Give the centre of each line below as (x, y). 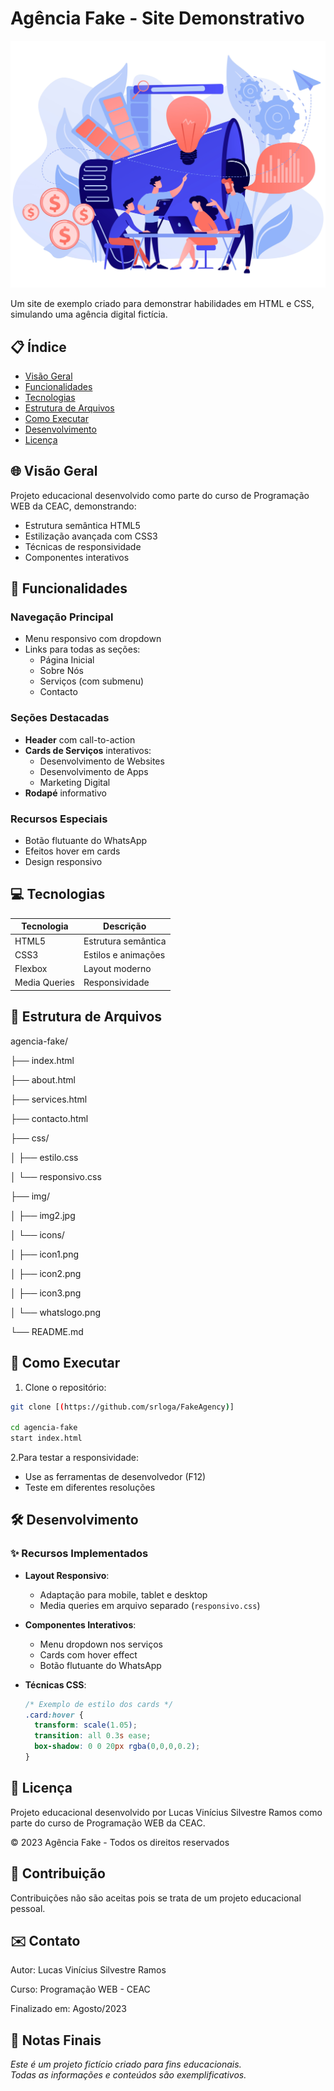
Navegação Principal (62, 617)
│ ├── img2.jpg (43, 1215)
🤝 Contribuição (58, 1873)
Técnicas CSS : (55, 1684)
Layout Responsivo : (67, 1575)
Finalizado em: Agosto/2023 (68, 2009)
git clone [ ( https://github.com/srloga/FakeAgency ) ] (122, 1407)
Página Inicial (67, 660)
